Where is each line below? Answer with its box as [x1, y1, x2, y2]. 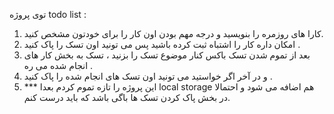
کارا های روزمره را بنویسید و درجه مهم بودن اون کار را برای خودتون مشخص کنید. [23, 28, 324, 39]
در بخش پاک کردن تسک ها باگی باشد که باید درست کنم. [23, 92, 231, 103]
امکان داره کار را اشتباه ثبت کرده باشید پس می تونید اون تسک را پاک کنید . [23, 39, 301, 50]
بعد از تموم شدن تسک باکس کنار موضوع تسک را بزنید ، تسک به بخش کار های [23, 49, 311, 61]
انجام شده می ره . [23, 60, 94, 71]
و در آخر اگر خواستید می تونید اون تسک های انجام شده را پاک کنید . [23, 70, 273, 82]
